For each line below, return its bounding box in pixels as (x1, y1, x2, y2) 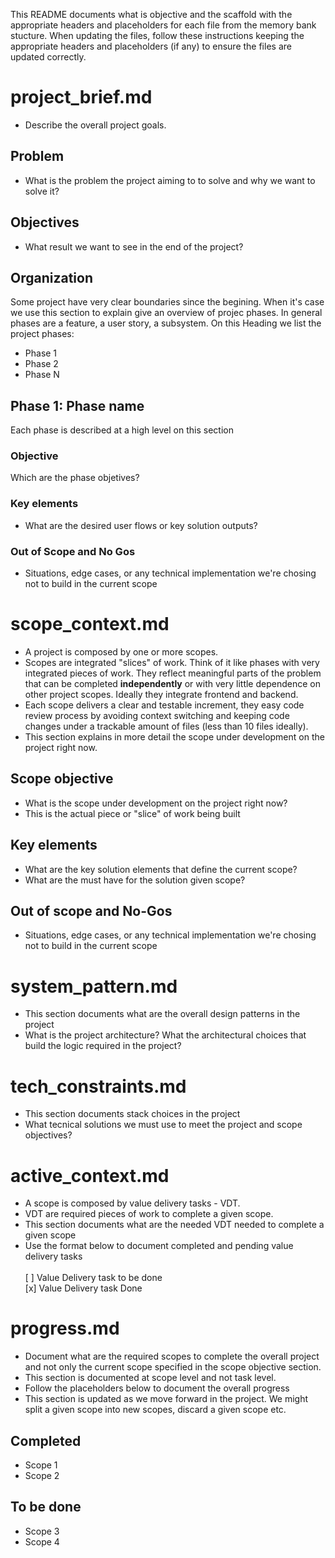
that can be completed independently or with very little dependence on (24, 678, 321, 690)
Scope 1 (24, 1459, 58, 1471)
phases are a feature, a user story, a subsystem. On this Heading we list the (10, 317, 322, 329)
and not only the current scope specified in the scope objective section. (24, 1361, 322, 1373)
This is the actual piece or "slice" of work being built (24, 807, 241, 819)
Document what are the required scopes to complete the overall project (24, 1350, 320, 1363)
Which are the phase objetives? (10, 472, 140, 484)
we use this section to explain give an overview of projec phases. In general (10, 307, 323, 319)
